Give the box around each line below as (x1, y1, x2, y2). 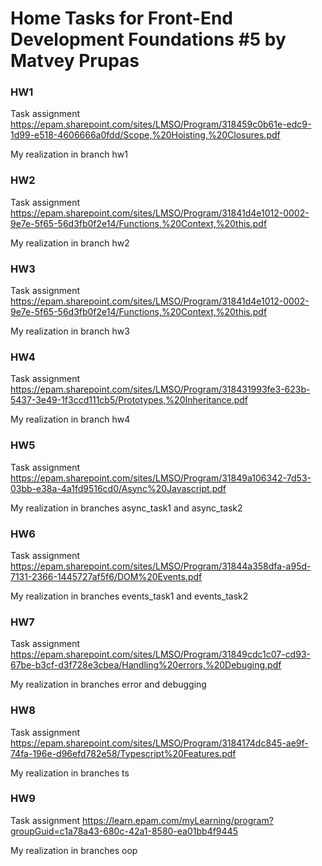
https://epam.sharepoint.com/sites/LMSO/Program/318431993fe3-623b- (10, 383, 311, 396)
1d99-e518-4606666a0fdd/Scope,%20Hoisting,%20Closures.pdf (10, 129, 281, 141)
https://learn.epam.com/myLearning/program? (82, 814, 274, 826)
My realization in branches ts (10, 767, 130, 779)
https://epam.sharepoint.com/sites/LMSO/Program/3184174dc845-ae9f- (10, 737, 309, 749)
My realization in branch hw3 (10, 325, 130, 337)
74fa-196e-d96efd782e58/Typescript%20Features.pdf (10, 747, 237, 759)
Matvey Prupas (10, 50, 140, 72)
